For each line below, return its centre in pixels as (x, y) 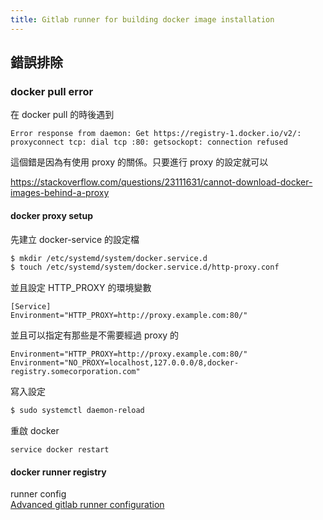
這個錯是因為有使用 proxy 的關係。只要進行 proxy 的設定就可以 (139, 162)
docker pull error (52, 91)
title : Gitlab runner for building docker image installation (142, 19)
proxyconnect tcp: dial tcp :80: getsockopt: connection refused (149, 142)
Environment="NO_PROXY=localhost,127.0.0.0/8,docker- (125, 363)
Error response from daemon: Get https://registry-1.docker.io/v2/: (156, 134)
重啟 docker (35, 431)
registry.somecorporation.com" (75, 372)
